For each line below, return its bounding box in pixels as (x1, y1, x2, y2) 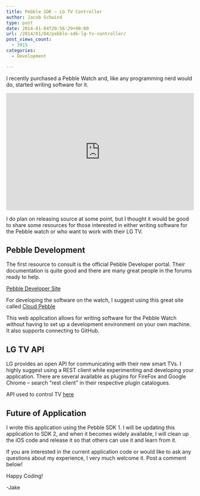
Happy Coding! (6, 472, 43, 480)
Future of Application (6, 408, 86, 418)
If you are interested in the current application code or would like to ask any (6, 448, 192, 455)
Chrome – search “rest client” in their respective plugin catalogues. (6, 379, 171, 386)
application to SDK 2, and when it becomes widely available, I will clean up (6, 430, 189, 438)
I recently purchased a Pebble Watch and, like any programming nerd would (6, 75, 192, 82)
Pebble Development (6, 245, 85, 255)
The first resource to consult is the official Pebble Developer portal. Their (6, 261, 186, 268)
